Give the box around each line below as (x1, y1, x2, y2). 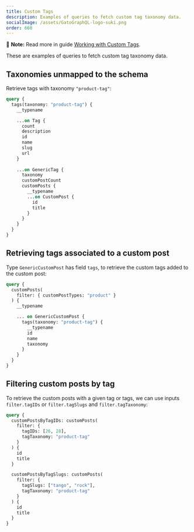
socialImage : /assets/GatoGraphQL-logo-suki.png (6, 19, 127, 25)
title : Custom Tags (6, 8, 54, 15)
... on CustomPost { (27, 194, 75, 200)
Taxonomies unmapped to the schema (6, 69, 148, 79)
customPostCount (21, 178, 61, 183)
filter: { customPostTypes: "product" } (16, 292, 116, 298)
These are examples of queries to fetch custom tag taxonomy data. (6, 52, 168, 59)
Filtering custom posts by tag (6, 379, 115, 389)
